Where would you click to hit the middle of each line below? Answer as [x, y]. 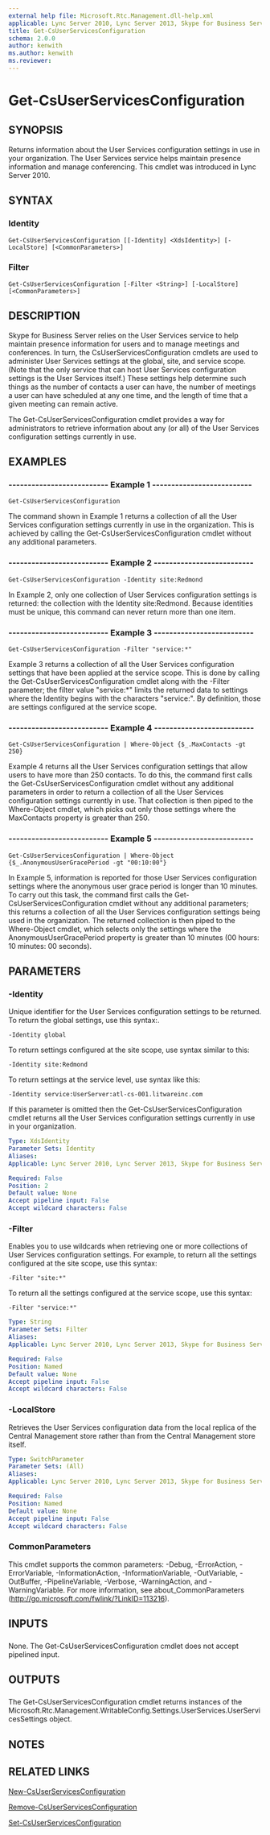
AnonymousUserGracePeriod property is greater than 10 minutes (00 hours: [134, 937]
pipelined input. [34, 1655]
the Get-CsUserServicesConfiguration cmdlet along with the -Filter [119, 681]
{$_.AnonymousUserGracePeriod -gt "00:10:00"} [88, 863]
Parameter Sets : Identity [51, 1149]
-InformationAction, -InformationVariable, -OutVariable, [147, 1572]
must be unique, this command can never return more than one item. [122, 611]
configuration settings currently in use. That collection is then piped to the [131, 801]
